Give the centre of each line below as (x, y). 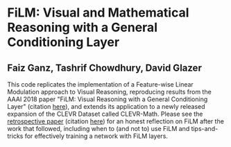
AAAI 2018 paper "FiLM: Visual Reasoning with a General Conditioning (108, 99)
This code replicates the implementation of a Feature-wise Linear (101, 84)
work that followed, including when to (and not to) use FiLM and (99, 129)
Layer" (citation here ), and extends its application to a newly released (106, 106)
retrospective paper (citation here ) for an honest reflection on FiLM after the (115, 121)
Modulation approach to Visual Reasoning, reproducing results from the (109, 92)
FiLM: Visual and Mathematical (98, 13)
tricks (15, 136)
